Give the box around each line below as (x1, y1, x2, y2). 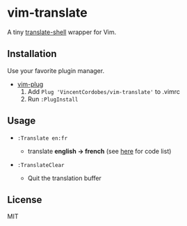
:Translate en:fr (17, 134, 68, 142)
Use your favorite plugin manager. (7, 66, 105, 74)
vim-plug (17, 80, 44, 88)
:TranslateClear (17, 161, 65, 168)
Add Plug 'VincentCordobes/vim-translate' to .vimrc (27, 87, 181, 95)
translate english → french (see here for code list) (27, 147, 172, 155)
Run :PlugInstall (27, 95, 79, 103)
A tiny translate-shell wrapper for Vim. (7, 28, 117, 36)
